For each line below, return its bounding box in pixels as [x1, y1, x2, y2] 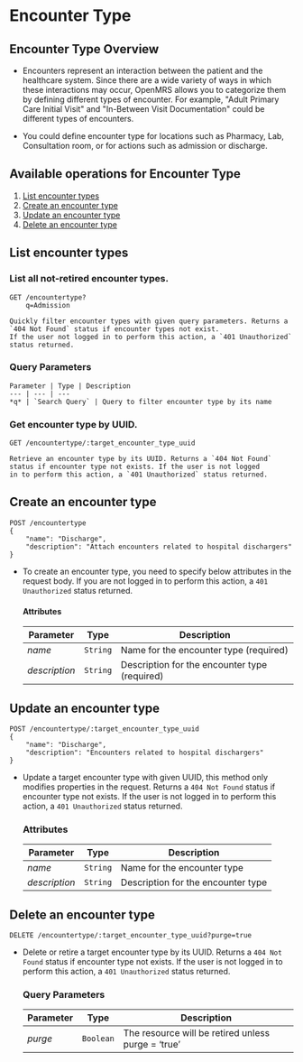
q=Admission [25, 300, 70, 309]
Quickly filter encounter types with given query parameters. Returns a [9, 317, 289, 326]
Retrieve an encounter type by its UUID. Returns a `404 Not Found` [9, 455, 272, 464]
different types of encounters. [22, 114, 134, 124]
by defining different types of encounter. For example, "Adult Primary [22, 94, 280, 105]
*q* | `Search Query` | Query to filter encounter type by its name [9, 397, 272, 406]
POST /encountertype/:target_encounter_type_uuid [9, 724, 200, 734]
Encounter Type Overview [9, 42, 160, 57]
